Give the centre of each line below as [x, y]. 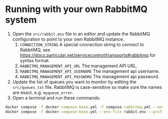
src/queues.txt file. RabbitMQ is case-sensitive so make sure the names [87, 87]
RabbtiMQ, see [35, 50]
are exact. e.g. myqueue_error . [43, 92]
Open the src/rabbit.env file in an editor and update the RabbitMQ [81, 34]
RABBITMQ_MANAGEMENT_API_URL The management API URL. [78, 66]
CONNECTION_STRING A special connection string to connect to [82, 44]
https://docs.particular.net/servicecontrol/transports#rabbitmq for [88, 55]
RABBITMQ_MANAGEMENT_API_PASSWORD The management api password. [89, 76]
